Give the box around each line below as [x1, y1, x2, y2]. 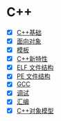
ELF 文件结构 [16, 64, 54, 72]
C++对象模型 [16, 106, 54, 115]
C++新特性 [16, 55, 48, 63]
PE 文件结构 [16, 72, 51, 80]
